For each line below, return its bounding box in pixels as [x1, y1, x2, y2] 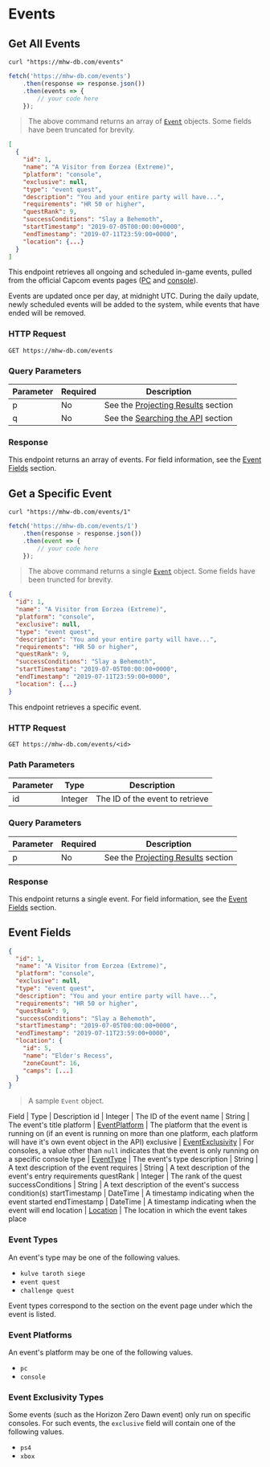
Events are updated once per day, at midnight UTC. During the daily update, [8, 291, 260, 301]
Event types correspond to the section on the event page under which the [8, 1301, 253, 1310]
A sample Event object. [27, 1096, 104, 1105]
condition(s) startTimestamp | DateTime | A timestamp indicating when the [8, 1188, 255, 1198]
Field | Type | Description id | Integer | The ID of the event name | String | [8, 1112, 250, 1122]
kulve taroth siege [19, 1269, 86, 1277]
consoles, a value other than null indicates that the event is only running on [8, 1146, 260, 1155]
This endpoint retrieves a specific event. [8, 702, 142, 712]
